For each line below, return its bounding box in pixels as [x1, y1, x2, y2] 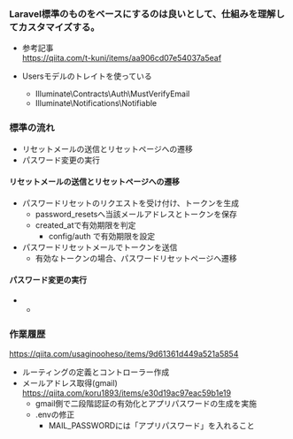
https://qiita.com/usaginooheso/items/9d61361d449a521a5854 [9, 349, 239, 360]
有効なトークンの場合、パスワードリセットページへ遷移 [35, 253, 237, 263]
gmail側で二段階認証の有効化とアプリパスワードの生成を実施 [35, 398, 258, 409]
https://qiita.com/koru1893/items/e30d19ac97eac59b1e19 [21, 388, 232, 398]
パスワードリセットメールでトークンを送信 [21, 241, 178, 253]
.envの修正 [35, 409, 75, 420]
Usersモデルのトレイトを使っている [21, 71, 152, 81]
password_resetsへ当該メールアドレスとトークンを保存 [35, 208, 237, 219]
